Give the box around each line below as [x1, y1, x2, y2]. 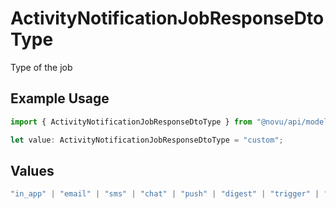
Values [10, 162, 55, 179]
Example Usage [10, 90, 110, 107]
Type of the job [10, 61, 73, 73]
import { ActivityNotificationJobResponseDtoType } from [10, 117, 253, 127]
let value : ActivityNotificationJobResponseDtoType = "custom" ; [10, 135, 284, 145]
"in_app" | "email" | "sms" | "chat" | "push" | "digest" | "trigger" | [10, 189, 320, 199]
